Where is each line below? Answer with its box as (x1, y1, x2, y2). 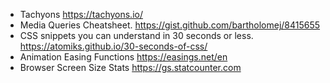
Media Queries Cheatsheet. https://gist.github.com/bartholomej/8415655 (19, 19, 321, 31)
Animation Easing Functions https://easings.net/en (19, 51, 228, 63)
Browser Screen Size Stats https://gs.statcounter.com (19, 62, 242, 73)
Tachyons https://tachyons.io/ (19, 9, 143, 20)
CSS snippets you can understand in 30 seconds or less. (19, 30, 254, 41)
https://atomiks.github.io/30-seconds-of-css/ (19, 40, 208, 52)
